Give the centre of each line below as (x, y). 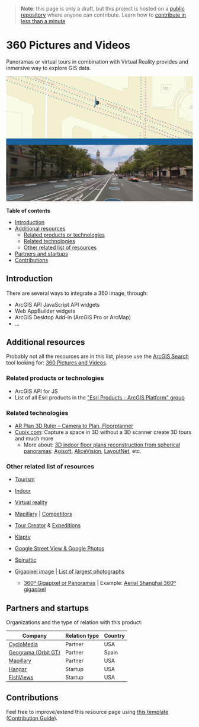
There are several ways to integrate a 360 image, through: (77, 293)
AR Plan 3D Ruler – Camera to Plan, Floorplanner (74, 426)
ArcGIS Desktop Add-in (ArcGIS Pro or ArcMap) (73, 317)
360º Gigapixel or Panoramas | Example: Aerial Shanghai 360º (100, 583)
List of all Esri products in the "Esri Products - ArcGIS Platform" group (99, 397)
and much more (34, 438)
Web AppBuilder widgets (45, 311)
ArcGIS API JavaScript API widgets (57, 304)
